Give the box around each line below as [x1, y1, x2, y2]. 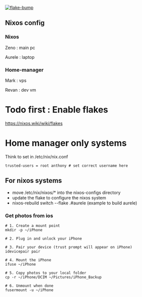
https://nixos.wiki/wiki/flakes [5, 120, 63, 126]
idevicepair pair [5, 249, 41, 254]
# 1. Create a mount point [5, 223, 60, 228]
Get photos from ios [5, 212, 53, 219]
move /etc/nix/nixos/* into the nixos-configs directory [12, 189, 121, 196]
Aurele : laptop [5, 54, 35, 60]
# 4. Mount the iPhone [5, 257, 51, 262]
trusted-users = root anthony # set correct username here [5, 163, 128, 168]
